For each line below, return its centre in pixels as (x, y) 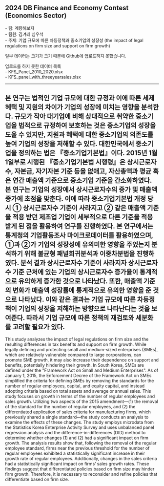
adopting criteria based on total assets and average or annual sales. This (78, 391)
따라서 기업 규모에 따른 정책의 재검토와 (80, 318)
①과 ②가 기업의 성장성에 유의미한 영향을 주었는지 (78, 244)
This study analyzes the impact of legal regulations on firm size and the (77, 339)
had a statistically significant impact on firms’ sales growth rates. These (77, 464)
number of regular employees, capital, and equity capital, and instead (75, 386)
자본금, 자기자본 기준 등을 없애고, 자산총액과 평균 (83, 171)
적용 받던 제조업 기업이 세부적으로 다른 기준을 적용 (83, 217)
